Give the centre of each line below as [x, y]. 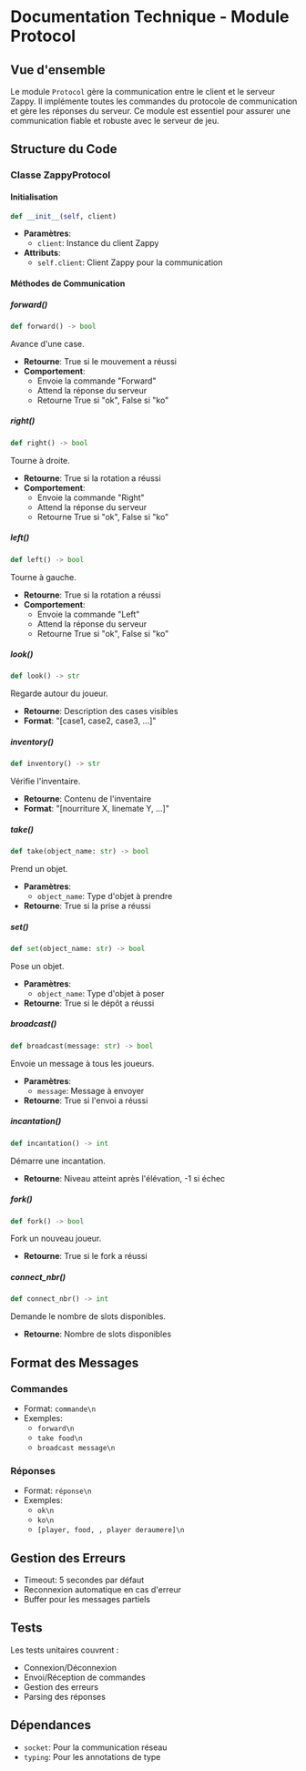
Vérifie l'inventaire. [46, 782]
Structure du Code [64, 149]
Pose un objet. [37, 966]
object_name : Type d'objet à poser [101, 993]
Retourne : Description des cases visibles [101, 711]
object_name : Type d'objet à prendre [105, 896]
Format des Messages [75, 1362]
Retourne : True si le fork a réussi [86, 1256]
